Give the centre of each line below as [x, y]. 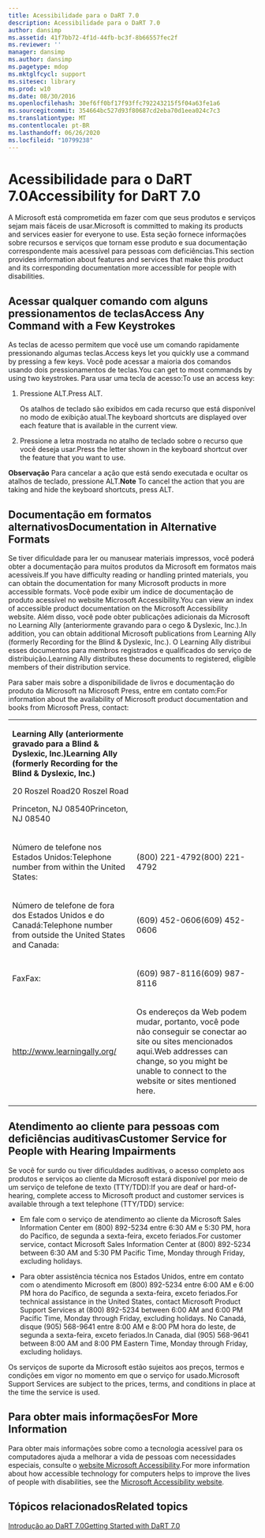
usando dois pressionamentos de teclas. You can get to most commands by [130, 370]
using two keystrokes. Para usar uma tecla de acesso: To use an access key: [131, 379]
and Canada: [35, 945]
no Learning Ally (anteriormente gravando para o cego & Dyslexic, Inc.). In [127, 625]
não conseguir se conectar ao [192, 1032]
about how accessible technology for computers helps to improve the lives [129, 1473]
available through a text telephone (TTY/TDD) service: [96, 1204]
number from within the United [69, 867]
